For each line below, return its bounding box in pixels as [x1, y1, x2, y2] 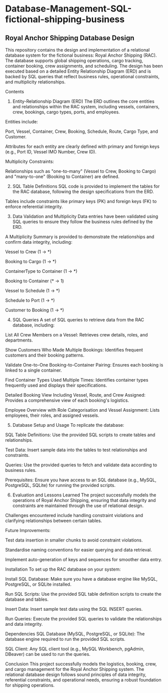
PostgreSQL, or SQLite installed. [5, 581, 72, 587]
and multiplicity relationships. [5, 79, 66, 85]
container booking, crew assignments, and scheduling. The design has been [5, 63, 163, 69]
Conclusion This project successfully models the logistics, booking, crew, [5, 661, 157, 667]
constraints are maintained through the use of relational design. [12, 502, 144, 508]
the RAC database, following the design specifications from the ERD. [12, 189, 154, 195]
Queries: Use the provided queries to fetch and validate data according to [5, 462, 157, 468]
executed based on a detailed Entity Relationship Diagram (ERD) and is [5, 68, 151, 74]
